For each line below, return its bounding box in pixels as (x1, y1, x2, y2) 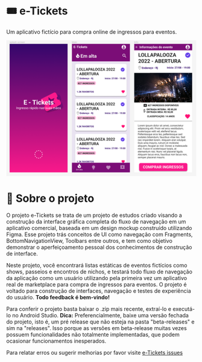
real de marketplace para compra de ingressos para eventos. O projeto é (6, 281, 187, 289)
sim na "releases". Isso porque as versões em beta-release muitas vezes (6, 325, 187, 332)
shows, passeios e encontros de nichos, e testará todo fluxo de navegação (6, 268, 193, 275)
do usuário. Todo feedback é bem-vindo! (6, 294, 110, 301)
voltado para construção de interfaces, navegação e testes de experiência (6, 287, 191, 295)
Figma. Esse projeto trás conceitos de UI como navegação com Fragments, (6, 231, 193, 238)
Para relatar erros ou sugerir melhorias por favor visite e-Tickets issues (6, 349, 183, 357)
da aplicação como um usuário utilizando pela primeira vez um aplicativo (6, 275, 188, 282)
